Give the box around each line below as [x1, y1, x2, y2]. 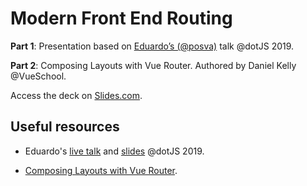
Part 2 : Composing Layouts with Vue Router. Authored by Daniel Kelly [10, 59, 297, 71]
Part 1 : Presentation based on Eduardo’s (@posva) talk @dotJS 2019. [10, 40, 295, 52]
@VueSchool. [10, 70, 67, 82]
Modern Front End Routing [10, 7, 233, 30]
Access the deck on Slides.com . [10, 89, 143, 101]
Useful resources [10, 118, 120, 136]
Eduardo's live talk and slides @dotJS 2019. [24, 145, 205, 157]
